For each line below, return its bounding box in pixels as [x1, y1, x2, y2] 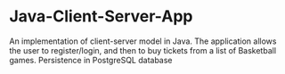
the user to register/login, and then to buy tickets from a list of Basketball [9, 45, 277, 55]
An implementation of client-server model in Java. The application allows [9, 36, 277, 46]
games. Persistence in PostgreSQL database [9, 54, 173, 65]
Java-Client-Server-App [9, 6, 193, 27]
